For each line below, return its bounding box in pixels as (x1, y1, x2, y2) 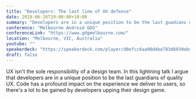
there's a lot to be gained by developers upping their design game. (6, 86, 166, 93)
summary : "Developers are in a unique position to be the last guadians (6, 19, 187, 25)
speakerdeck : (6, 47, 38, 52)
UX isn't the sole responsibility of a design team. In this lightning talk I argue (6, 68, 188, 75)
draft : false (6, 52, 38, 58)
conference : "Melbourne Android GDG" (6, 24, 98, 31)
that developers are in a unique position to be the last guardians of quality (6, 74, 183, 81)
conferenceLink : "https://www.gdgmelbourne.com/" (6, 30, 129, 36)
